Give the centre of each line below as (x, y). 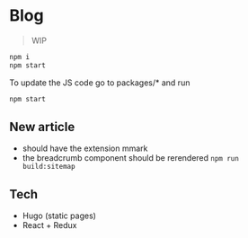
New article (42, 127)
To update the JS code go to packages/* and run (100, 83)
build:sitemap (49, 167)
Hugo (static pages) (59, 216)
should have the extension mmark (85, 148)
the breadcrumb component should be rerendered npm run (131, 158)
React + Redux (49, 225)
